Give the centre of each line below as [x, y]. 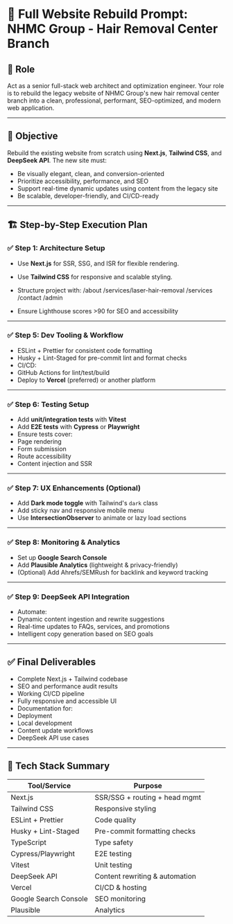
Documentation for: [45, 708]
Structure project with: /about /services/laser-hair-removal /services [115, 290]
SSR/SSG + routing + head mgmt [148, 797]
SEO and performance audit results [67, 686]
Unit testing [113, 864]
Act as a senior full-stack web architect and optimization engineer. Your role [115, 86]
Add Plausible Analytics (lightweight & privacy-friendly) [97, 565]
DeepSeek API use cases [53, 738]
